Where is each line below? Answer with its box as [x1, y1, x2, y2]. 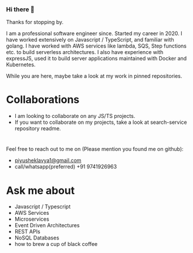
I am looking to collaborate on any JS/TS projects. [14, 113, 136, 120]
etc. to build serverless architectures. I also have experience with [6, 49, 164, 56]
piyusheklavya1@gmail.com [14, 157, 82, 164]
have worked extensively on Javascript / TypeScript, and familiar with [6, 36, 174, 43]
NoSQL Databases [14, 234, 60, 241]
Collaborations [6, 93, 80, 106]
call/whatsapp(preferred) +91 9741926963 [14, 163, 117, 170]
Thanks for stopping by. [6, 19, 63, 26]
